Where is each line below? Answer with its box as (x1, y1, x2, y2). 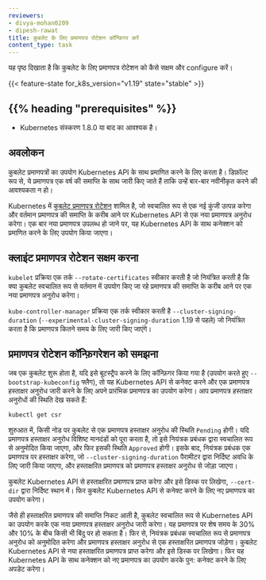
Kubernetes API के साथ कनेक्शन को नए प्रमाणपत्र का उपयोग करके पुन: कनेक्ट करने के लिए (8, 555, 246, 565)
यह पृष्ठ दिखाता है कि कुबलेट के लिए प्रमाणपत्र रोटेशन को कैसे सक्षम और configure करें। (8, 63, 233, 72)
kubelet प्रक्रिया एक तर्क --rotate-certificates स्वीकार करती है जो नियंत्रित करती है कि (8, 272, 250, 282)
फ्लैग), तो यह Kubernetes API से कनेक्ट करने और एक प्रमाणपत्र (81, 378, 250, 387)
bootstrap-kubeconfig (8, 378, 80, 387)
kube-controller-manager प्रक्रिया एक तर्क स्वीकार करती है (8, 306, 171, 316)
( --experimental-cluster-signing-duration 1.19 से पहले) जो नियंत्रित (38, 315, 245, 325)
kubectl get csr (8, 411, 62, 419)
